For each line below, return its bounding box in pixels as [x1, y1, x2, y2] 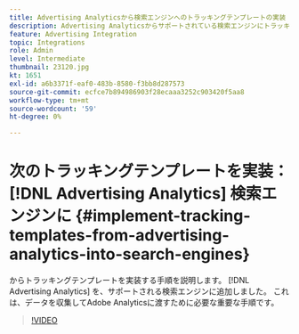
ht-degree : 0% [9, 112, 62, 121]
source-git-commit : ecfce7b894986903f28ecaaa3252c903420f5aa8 [9, 87, 245, 96]
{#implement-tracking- [75, 206, 251, 226]
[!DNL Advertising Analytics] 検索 [9, 183, 263, 204]
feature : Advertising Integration [9, 29, 138, 38]
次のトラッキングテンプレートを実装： [9, 161, 289, 182]
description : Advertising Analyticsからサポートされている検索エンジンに [9, 21, 264, 30]
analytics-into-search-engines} [9, 244, 251, 265]
